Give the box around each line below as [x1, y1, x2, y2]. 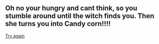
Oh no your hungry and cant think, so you [5, 4, 137, 12]
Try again [5, 32, 25, 39]
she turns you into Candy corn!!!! [5, 19, 111, 28]
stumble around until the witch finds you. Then [5, 12, 154, 20]
